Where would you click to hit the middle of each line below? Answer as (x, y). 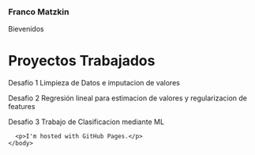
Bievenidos (26, 29)
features (22, 107)
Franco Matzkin (39, 12)
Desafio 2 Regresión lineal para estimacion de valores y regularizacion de (127, 98)
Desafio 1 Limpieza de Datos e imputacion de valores (94, 83)
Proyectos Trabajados (82, 61)
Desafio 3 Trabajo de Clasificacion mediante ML (86, 122)
